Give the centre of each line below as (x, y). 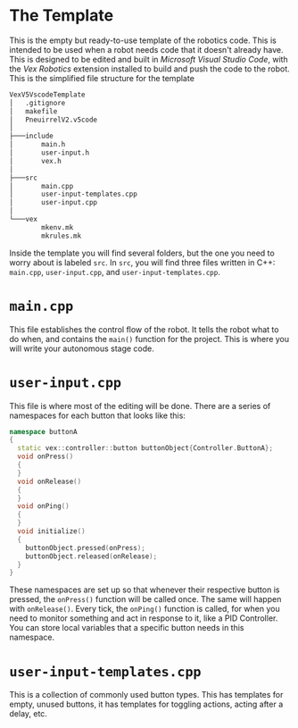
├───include (31, 136)
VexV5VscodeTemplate (48, 95)
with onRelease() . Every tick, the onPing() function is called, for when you (145, 609)
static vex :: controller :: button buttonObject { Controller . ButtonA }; (145, 448)
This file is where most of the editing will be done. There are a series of (140, 406)
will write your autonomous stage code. (82, 348)
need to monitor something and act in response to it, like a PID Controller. (144, 618)
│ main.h (37, 145)
